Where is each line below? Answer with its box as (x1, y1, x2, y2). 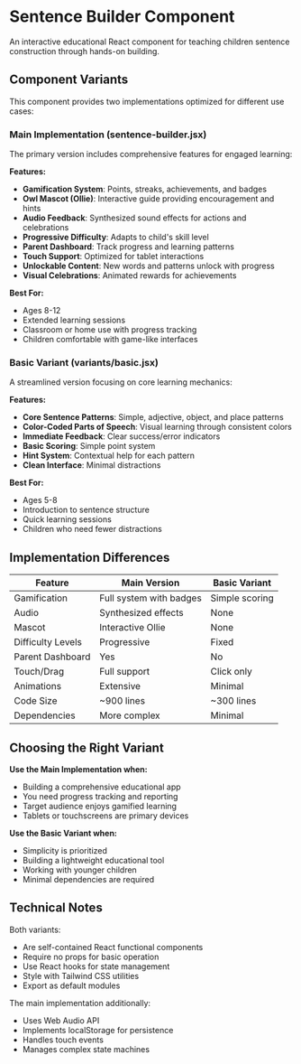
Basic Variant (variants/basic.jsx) (9, 356, 160, 369)
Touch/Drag (14, 666, 65, 678)
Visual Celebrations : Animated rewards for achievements (22, 270, 237, 281)
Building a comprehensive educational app (22, 781, 182, 792)
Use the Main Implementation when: (9, 763, 148, 774)
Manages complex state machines (22, 1043, 150, 1054)
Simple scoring (210, 592, 275, 604)
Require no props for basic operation (22, 951, 160, 962)
